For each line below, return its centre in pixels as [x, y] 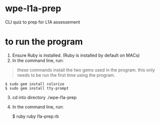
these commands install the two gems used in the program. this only [86, 70]
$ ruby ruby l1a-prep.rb [35, 116]
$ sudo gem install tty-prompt [37, 88]
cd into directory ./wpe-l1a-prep [44, 97]
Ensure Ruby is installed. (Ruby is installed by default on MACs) [76, 55]
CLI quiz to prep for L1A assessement [43, 22]
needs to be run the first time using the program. [66, 75]
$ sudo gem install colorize [35, 84]
